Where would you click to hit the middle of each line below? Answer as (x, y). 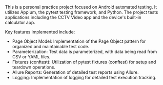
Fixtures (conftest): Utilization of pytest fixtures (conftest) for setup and (84, 62)
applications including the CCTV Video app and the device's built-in (73, 17)
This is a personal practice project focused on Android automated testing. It (81, 7)
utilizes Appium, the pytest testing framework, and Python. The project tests (82, 12)
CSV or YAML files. (31, 57)
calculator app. (20, 22)
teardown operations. (34, 67)
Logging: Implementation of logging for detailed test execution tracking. (84, 77)
